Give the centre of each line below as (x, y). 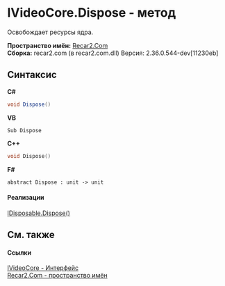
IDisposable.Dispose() (39, 213)
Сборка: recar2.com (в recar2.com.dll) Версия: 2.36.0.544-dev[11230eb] (113, 53)
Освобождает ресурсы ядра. (50, 32)
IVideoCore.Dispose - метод (92, 13)
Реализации (26, 198)
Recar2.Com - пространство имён (57, 276)
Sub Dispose (24, 130)
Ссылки (19, 253)
